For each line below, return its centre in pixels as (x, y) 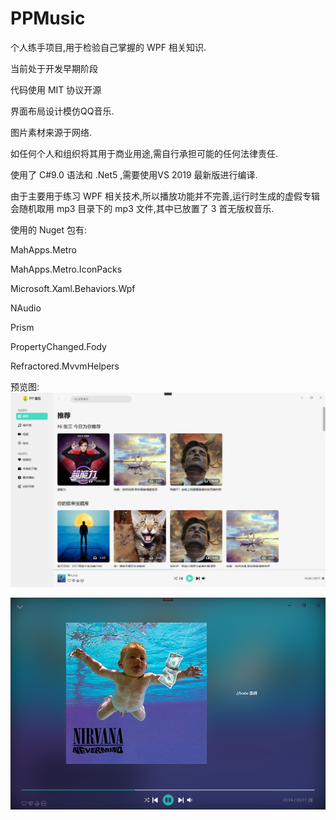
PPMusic (48, 18)
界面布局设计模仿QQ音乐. (62, 111)
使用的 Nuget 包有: (49, 229)
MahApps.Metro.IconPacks (66, 269)
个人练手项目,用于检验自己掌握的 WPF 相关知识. (108, 47)
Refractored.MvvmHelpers (65, 366)
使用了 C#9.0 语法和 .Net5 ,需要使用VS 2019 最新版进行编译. (134, 174)
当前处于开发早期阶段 (54, 68)
